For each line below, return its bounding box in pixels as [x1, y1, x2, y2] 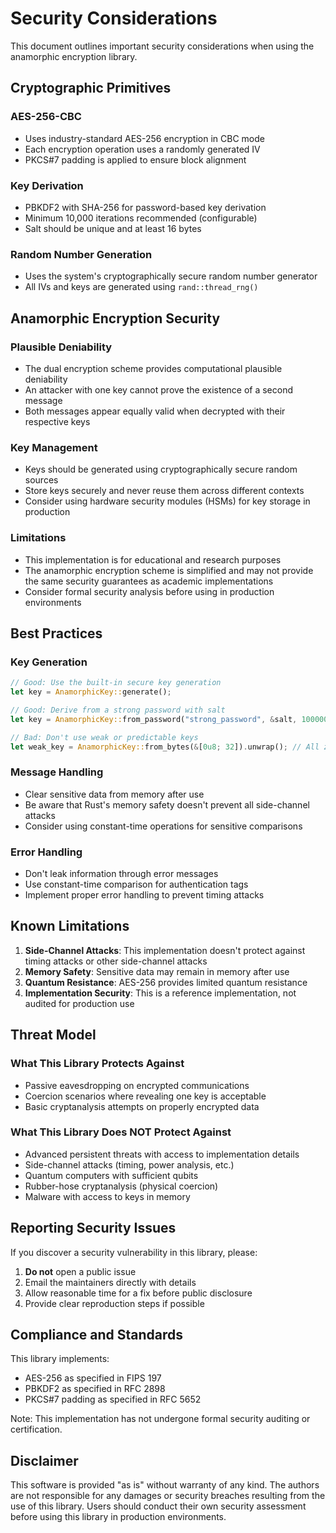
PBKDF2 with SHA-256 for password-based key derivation [24, 201, 267, 213]
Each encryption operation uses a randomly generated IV [24, 143, 261, 155]
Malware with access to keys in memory [24, 1190, 191, 1202]
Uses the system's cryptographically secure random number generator [24, 270, 318, 282]
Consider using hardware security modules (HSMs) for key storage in [24, 495, 311, 507]
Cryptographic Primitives [10, 80, 172, 97]
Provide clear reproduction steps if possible [24, 1297, 205, 1309]
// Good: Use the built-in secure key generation [10, 678, 222, 688]
